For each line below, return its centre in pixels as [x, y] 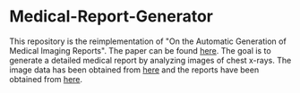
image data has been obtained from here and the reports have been [134, 70]
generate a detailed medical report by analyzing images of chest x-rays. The [150, 60]
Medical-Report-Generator [111, 17]
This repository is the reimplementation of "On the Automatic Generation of [148, 41]
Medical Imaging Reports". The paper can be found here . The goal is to [140, 50]
